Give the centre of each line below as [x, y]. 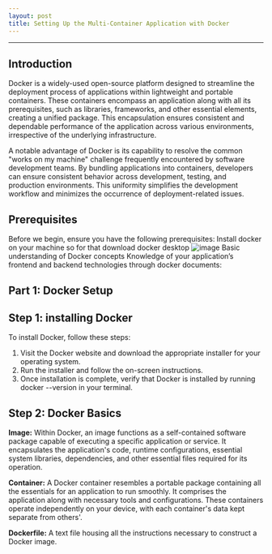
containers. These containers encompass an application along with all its [130, 101]
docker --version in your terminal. [76, 388]
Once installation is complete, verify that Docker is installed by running [138, 379]
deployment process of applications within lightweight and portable [121, 92]
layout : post [30, 16]
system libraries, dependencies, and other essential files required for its [128, 458]
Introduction [40, 64]
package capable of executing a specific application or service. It [117, 441]
